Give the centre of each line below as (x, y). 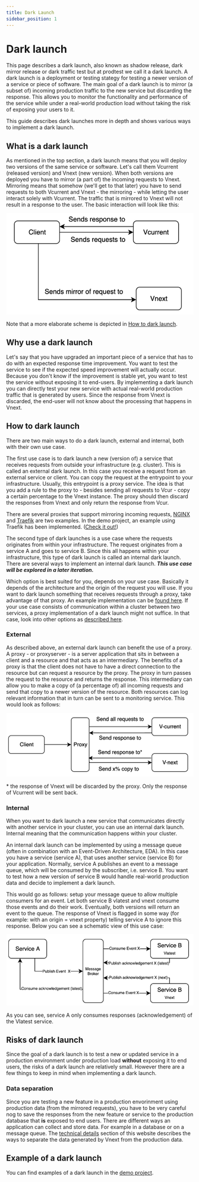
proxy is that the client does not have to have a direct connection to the (93, 667)
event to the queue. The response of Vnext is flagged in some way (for (93, 913)
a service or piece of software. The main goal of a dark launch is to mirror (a (99, 84)
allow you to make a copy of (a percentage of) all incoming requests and (95, 685)
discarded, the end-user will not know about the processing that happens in (99, 401)
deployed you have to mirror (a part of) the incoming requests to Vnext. (94, 180)
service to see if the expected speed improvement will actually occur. (91, 369)
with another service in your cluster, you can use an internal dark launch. (95, 827)
